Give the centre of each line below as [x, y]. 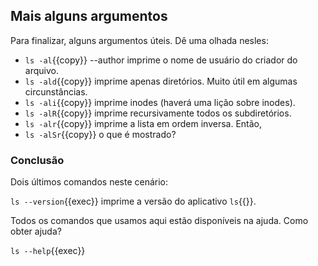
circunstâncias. [56, 91]
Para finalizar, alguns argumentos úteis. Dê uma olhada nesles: [139, 40]
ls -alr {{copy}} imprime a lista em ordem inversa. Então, [143, 123]
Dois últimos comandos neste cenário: [89, 182]
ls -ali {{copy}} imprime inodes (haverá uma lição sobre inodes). [160, 102]
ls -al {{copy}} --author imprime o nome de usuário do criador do [161, 60]
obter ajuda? [36, 231]
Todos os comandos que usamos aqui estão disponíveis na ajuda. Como [159, 221]
